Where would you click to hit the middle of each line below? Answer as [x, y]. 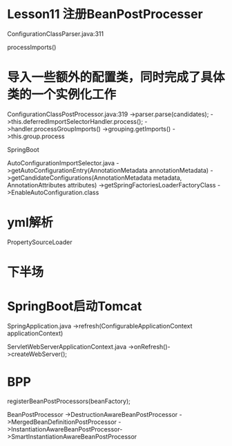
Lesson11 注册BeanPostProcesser [105, 14]
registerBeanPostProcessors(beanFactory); [69, 401]
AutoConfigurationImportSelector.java [61, 162]
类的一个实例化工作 [62, 95]
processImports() [32, 47]
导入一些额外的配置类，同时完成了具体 [116, 77]
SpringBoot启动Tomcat [75, 307]
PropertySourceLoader [40, 242]
